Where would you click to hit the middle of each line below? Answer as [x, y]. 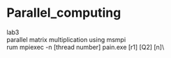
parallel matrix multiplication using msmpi [66, 39]
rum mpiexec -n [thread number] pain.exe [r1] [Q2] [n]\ [85, 47]
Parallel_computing [64, 13]
